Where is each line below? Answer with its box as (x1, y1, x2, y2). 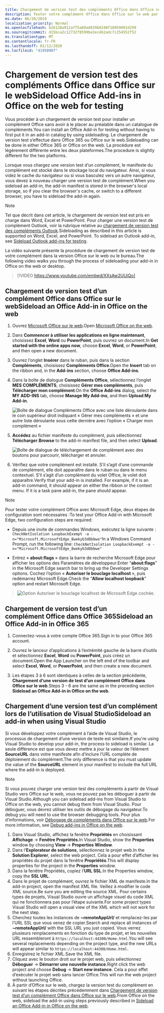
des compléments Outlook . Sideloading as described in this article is (5, 228, 142, 234)
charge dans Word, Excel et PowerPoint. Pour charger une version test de (5, 217, 153, 223)
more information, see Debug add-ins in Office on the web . (5, 822, 123, 828)
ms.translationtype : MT (5, 35, 54, 40)
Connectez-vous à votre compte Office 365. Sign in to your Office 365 (12, 633, 153, 639)
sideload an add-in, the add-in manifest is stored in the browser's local (5, 183, 147, 189)
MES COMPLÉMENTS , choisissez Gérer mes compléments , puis (12, 382, 143, 388)
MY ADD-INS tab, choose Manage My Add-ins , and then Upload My (12, 393, 151, 399)
